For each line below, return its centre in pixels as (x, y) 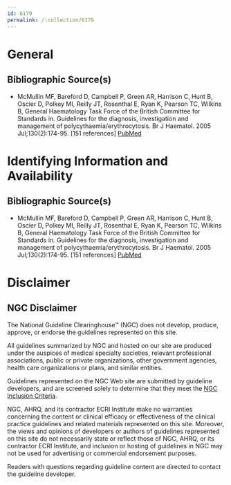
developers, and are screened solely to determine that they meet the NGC (112, 388)
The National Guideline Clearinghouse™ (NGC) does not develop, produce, (113, 324)
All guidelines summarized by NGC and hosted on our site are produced (110, 345)
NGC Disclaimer (42, 308)
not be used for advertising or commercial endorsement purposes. (102, 453)
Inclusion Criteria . (32, 396)
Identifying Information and (87, 161)
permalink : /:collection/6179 (51, 20)
